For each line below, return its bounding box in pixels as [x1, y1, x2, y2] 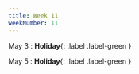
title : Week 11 [8, 11, 59, 20]
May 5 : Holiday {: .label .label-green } [8, 56, 132, 66]
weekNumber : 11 [8, 19, 59, 27]
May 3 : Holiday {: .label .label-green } [8, 41, 132, 50]
